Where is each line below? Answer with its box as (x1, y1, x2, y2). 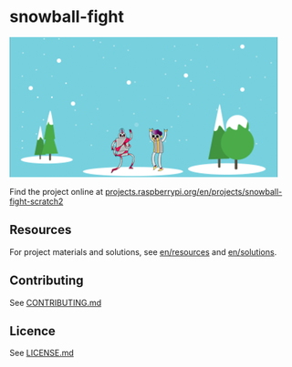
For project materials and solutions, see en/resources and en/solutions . (9, 246, 277, 257)
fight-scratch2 (9, 196, 64, 207)
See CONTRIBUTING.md (9, 297, 102, 308)
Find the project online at (9, 186, 103, 197)
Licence (9, 323, 57, 339)
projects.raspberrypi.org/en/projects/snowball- (104, 186, 283, 197)
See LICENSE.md (9, 348, 75, 359)
